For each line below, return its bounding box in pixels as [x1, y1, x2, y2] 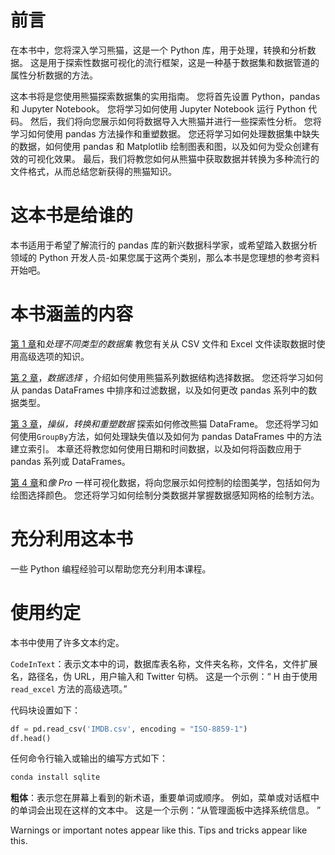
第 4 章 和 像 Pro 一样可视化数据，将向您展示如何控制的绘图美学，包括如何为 [10, 476, 321, 488]
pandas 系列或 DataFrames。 [10, 455, 131, 467]
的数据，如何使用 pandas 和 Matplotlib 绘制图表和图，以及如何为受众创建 [10, 140, 311, 152]
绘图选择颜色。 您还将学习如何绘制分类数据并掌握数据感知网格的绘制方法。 [10, 489, 320, 501]
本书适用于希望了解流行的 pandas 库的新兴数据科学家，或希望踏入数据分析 [10, 239, 318, 251]
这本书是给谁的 [10, 204, 134, 227]
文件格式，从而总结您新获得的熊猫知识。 [10, 165, 177, 177]
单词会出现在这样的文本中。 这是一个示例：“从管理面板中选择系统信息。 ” [18, 804, 322, 816]
